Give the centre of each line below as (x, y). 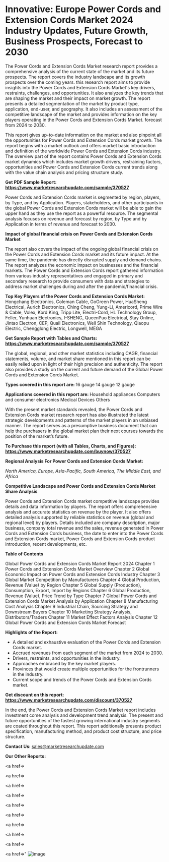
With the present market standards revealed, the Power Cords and (74, 409)
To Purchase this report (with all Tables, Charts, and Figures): (71, 446)
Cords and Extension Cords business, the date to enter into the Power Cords (84, 533)
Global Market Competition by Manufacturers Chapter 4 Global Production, (83, 580)
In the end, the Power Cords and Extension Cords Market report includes (80, 710)
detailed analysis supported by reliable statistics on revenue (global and (80, 517)
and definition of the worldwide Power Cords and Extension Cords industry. (83, 151)
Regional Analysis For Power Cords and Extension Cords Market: (74, 461)
